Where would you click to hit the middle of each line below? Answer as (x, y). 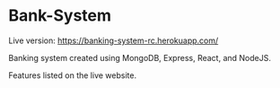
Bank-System (60, 16)
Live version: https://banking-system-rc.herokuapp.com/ (114, 40)
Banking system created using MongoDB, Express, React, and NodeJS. (140, 57)
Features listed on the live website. (72, 75)
